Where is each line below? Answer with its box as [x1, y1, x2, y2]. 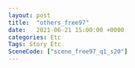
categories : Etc [8, 33, 61, 41]
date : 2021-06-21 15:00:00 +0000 [8, 26, 125, 34]
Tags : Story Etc [8, 41, 61, 48]
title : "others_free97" [8, 19, 89, 27]
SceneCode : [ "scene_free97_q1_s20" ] [8, 48, 128, 55]
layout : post [8, 11, 51, 20]
